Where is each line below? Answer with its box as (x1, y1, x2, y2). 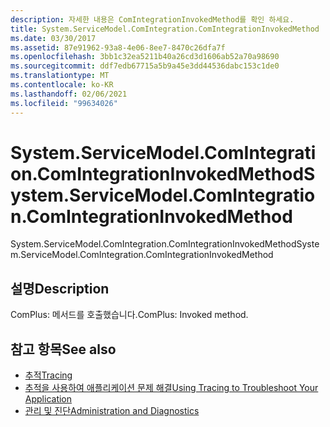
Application (24, 393, 73, 405)
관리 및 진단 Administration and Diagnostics (24, 405, 200, 417)
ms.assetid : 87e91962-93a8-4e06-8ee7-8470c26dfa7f (10, 42, 226, 53)
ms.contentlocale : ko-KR (10, 80, 114, 90)
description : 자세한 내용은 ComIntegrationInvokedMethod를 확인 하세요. (10, 14, 295, 25)
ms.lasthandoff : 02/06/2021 (10, 89, 128, 99)
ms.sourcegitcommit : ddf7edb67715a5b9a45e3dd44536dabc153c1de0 (10, 61, 280, 71)
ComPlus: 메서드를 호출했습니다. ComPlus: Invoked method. (10, 309, 249, 321)
